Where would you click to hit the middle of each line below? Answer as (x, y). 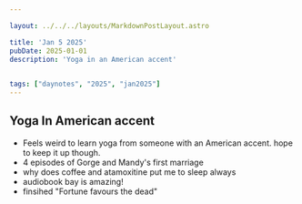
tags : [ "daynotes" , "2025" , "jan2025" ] (85, 84)
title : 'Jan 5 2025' (49, 42)
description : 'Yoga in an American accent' (93, 59)
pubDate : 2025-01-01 (49, 51)
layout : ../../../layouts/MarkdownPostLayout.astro (109, 25)
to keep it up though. (61, 152)
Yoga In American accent (82, 121)
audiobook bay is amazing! (73, 181)
